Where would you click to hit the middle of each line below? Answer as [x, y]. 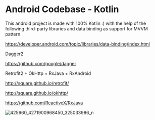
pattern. [13, 34]
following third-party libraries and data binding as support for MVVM [76, 28]
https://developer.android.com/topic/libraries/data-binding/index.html [78, 44]
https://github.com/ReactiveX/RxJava [44, 103]
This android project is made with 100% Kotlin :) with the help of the [76, 23]
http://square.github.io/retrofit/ [37, 83]
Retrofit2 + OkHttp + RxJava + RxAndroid [48, 73]
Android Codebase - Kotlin [62, 9]
